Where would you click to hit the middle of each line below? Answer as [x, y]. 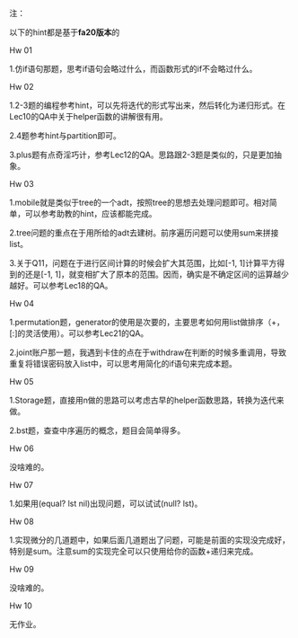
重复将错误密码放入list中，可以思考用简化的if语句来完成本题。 [123, 363]
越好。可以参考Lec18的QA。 [61, 285]
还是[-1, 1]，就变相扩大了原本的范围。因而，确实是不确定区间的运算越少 [157, 274]
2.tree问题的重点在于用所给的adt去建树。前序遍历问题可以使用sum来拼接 [144, 233]
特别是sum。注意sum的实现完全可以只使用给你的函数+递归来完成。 [134, 551]
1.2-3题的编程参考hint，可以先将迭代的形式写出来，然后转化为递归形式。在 [147, 105]
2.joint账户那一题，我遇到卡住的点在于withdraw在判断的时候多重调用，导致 [148, 352]
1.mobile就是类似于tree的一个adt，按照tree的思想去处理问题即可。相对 [140, 202]
